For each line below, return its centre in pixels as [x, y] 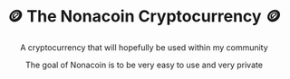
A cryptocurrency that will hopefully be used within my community [144, 47]
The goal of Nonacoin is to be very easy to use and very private [144, 65]
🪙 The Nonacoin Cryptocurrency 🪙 [144, 17]
